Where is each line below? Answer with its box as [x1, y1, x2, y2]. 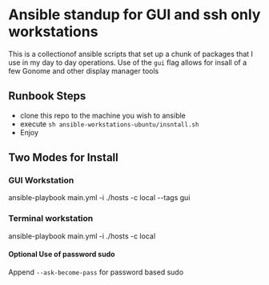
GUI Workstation [8, 175, 74, 186]
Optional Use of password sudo [8, 250, 115, 259]
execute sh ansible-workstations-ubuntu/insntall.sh [19, 118, 199, 129]
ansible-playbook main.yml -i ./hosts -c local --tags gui [8, 193, 191, 203]
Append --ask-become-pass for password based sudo [8, 267, 184, 277]
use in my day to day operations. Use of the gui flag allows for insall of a [8, 58, 247, 67]
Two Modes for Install [8, 151, 118, 165]
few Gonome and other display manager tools [8, 66, 159, 75]
